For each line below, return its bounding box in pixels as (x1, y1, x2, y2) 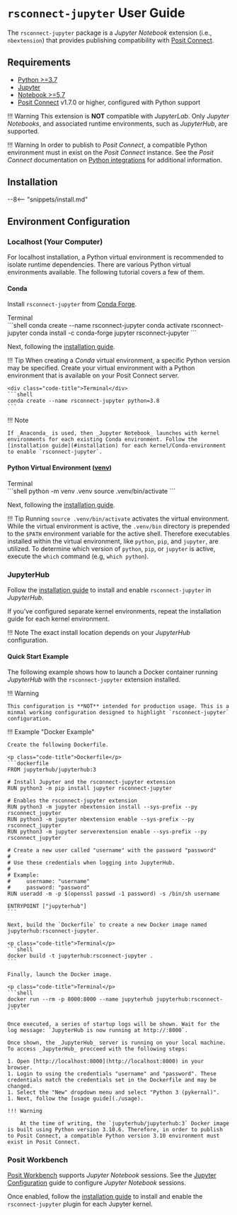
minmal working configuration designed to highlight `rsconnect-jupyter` (7, 709, 230, 716)
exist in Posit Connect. (7, 1138, 81, 1146)
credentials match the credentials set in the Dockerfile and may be (7, 1077, 217, 1084)
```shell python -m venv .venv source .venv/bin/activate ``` (7, 487, 175, 495)
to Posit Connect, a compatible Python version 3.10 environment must (7, 1133, 220, 1140)
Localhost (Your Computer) (7, 236, 103, 246)
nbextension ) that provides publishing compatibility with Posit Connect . (7, 35, 214, 44)
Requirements (7, 57, 71, 69)
